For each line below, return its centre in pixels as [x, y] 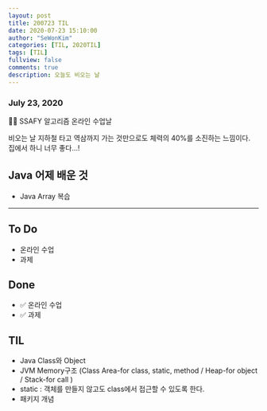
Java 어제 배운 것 [48, 176]
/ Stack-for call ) [46, 380]
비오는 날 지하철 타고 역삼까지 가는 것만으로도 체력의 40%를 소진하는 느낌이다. [130, 138]
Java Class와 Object [52, 361]
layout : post [30, 16]
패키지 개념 [37, 399]
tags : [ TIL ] [28, 53]
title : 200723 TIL [39, 23]
